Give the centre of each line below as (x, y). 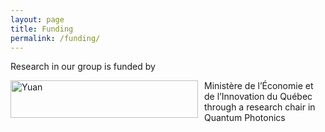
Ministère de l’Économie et (259, 86)
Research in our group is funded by (83, 67)
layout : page (37, 19)
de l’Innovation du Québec (258, 97)
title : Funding (42, 29)
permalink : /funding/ (55, 38)
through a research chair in (260, 107)
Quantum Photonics (245, 118)
